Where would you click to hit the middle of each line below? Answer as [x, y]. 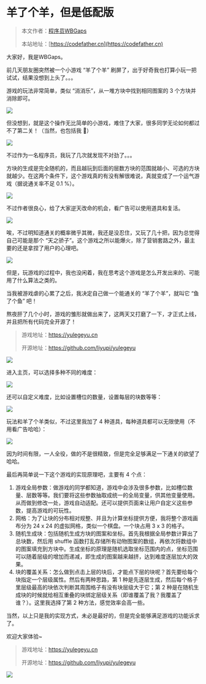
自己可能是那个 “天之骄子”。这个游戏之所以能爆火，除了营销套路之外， [96, 240]
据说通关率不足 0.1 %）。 [47, 183]
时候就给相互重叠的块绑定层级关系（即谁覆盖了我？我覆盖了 [107, 595]
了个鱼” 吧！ [22, 301]
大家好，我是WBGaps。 [36, 56]
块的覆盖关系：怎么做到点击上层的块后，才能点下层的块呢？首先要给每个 [106, 572]
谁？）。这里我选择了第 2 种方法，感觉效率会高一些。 [82, 602]
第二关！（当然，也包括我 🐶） [55, 130]
